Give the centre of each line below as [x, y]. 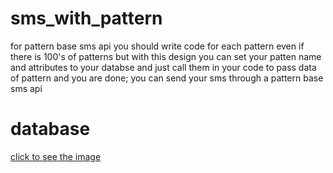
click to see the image [56, 156]
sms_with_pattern [86, 18]
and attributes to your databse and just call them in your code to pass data [163, 67]
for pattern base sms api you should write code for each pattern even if [157, 46]
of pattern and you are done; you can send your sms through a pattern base [167, 78]
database [50, 129]
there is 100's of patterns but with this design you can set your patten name [166, 56]
